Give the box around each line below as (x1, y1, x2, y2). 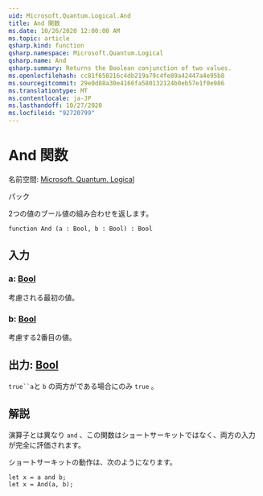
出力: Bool (8, 358, 59, 372)
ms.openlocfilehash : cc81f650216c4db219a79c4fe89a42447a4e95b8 (8, 72, 225, 80)
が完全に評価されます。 (8, 440, 86, 449)
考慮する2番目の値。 (8, 332, 76, 342)
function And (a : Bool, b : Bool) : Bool (8, 225, 153, 233)
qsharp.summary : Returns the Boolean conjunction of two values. (8, 64, 232, 72)
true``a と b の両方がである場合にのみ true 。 (8, 381, 158, 391)
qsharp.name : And (8, 57, 67, 65)
